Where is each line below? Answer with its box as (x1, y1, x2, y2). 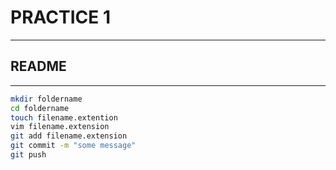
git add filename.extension (10, 131, 128, 141)
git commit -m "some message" (10, 141, 137, 151)
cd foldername (10, 103, 70, 113)
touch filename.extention (10, 112, 118, 123)
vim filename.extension (10, 122, 110, 132)
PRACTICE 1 (10, 6, 111, 29)
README (10, 58, 67, 75)
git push (10, 150, 47, 160)
